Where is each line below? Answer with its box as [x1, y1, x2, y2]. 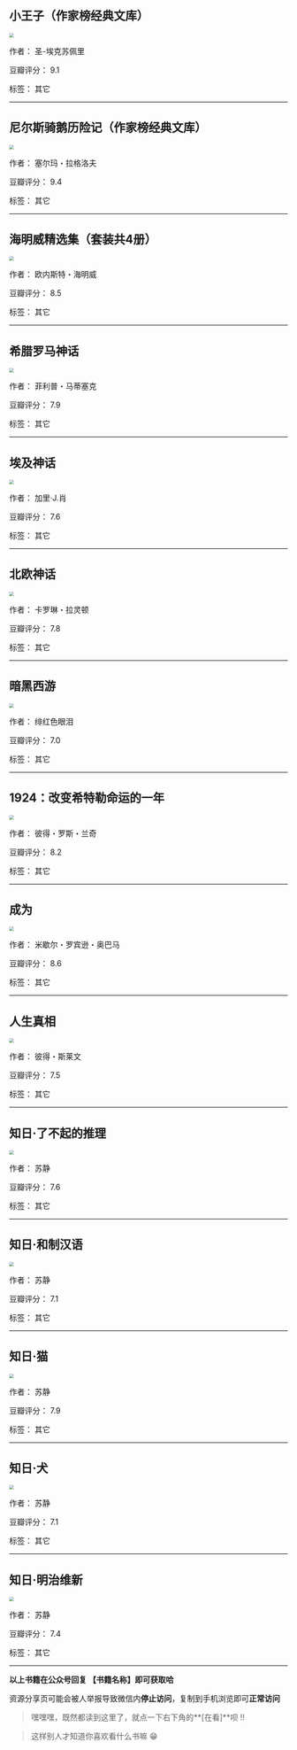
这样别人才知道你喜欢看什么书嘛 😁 [30, 1731, 158, 1742]
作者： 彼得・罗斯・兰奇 [9, 827, 97, 839]
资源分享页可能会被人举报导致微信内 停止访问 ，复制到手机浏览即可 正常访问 [9, 1693, 280, 1704]
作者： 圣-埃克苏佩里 [9, 45, 86, 56]
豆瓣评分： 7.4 [9, 1629, 62, 1639]
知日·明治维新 [9, 1572, 84, 1587]
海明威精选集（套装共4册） [9, 232, 157, 247]
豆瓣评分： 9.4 [9, 176, 63, 187]
